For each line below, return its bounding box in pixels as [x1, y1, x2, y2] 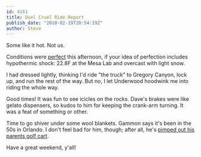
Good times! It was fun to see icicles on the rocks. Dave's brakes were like [6, 96, 190, 103]
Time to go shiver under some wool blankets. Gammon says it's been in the [6, 120, 191, 127]
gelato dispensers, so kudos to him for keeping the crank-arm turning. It [6, 102, 184, 109]
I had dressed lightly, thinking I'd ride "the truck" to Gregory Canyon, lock [6, 71, 187, 78]
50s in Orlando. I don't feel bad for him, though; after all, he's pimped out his [6, 126, 195, 133]
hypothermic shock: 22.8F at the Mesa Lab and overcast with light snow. [6, 60, 185, 67]
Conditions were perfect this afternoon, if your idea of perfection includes [6, 53, 188, 60]
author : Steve [6, 25, 42, 32]
